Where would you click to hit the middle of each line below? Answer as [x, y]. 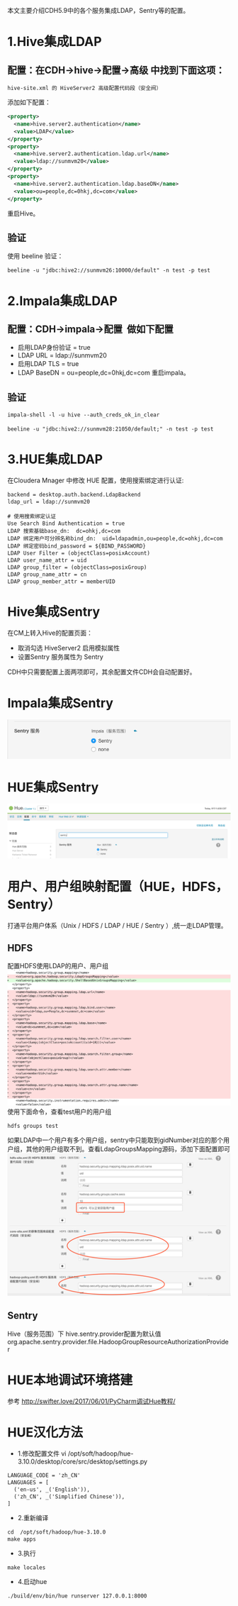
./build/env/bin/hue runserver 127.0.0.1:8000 [77, 1596]
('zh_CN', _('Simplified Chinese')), [69, 1496]
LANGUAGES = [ [28, 1482]
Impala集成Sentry [60, 703]
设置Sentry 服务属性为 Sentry [61, 657]
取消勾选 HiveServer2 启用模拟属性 [69, 648]
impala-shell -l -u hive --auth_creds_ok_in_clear [84, 415]
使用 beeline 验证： [35, 256]
